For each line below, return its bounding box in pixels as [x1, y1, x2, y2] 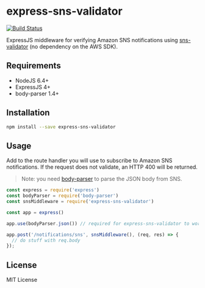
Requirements [6, 61, 61, 71]
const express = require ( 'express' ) [6, 187, 99, 193]
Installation [6, 108, 50, 118]
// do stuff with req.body [12, 237, 81, 243]
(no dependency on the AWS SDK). [29, 43, 118, 50]
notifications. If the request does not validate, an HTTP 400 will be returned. [6, 163, 198, 171]
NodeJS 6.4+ [15, 76, 49, 84]
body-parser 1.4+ [15, 90, 59, 97]
